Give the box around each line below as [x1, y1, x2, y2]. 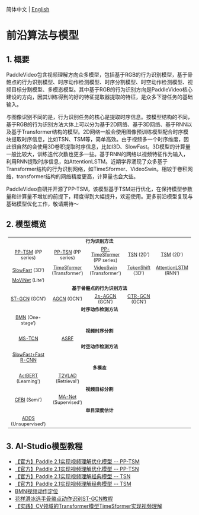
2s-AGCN [94, 293, 117, 299]
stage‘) [20, 320, 36, 326]
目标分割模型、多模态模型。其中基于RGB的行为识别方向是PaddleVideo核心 [11, 86, 193, 93]
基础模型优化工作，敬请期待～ [6, 200, 79, 207]
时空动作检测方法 [81, 343, 118, 350]
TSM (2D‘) [161, 252, 184, 258]
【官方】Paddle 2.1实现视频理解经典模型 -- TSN [14, 473, 131, 480]
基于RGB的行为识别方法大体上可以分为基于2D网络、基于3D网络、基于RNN [6, 121, 188, 128]
